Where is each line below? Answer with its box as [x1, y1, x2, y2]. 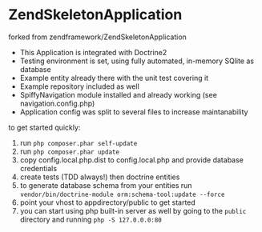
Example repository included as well [19, 82, 140, 91]
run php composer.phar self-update [19, 138, 138, 147]
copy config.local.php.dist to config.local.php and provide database [19, 154, 244, 165]
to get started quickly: [8, 122, 81, 132]
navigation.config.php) [19, 98, 95, 108]
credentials [19, 163, 58, 173]
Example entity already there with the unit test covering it [19, 73, 209, 82]
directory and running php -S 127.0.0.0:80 [19, 214, 163, 224]
